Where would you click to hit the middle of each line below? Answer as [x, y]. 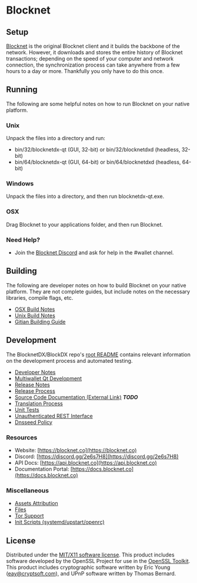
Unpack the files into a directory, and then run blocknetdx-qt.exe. [85, 196]
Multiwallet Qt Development [48, 378]
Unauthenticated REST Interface [54, 416]
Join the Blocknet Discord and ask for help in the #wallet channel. [94, 253]
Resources [22, 438]
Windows [20, 184]
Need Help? [23, 240]
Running [22, 90]
